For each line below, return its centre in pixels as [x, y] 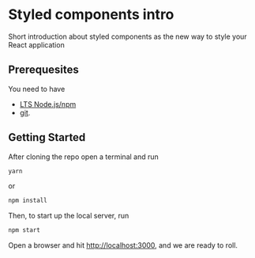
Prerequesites [43, 70]
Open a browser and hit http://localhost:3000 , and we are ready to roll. [123, 245]
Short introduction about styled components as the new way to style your [127, 36]
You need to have [37, 89]
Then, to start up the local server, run [69, 216]
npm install [28, 201]
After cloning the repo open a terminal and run [84, 157]
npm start [24, 230]
